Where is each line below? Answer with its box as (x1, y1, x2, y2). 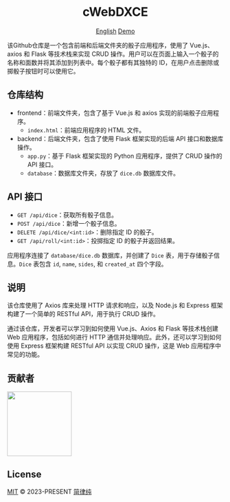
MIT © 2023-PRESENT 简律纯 (7, 488, 92, 496)
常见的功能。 (7, 351, 43, 359)
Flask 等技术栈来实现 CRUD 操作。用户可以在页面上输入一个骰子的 (31, 50, 219, 58)
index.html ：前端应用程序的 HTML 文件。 (27, 125, 146, 134)
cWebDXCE (82, 4, 149, 20)
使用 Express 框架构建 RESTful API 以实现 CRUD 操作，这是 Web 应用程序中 (7, 342, 222, 350)
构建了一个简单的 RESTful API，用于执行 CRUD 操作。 (7, 310, 160, 318)
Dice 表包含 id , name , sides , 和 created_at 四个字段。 (19, 260, 168, 268)
